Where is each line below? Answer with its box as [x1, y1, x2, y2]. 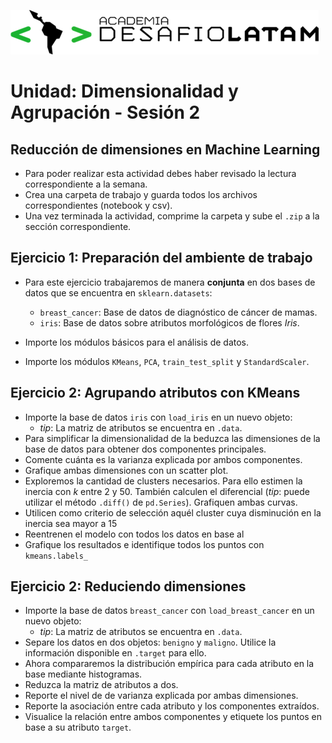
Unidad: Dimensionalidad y [10, 80, 239, 103]
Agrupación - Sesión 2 [10, 101, 201, 124]
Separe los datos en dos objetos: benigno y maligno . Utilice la [24, 636, 277, 649]
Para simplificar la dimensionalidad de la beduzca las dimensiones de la [24, 432, 321, 444]
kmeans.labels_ [24, 551, 89, 561]
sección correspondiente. [24, 221, 132, 232]
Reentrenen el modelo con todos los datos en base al [24, 528, 245, 540]
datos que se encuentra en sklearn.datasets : [24, 286, 213, 299]
